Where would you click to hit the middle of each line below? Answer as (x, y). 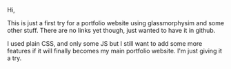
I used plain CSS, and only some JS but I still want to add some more (105, 43)
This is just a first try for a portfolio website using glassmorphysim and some (116, 23)
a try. (14, 58)
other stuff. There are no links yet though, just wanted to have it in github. (111, 30)
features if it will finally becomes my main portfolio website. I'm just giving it (115, 51)
